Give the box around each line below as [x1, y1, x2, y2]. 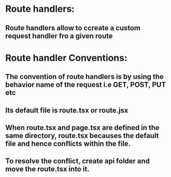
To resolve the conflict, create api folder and [5, 157, 150, 166]
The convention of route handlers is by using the [5, 72, 164, 81]
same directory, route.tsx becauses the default [5, 131, 159, 140]
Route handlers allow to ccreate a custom [5, 24, 141, 32]
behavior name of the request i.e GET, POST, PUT [5, 81, 166, 89]
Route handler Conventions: [5, 52, 127, 64]
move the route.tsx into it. [5, 165, 90, 173]
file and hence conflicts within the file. [5, 139, 131, 148]
